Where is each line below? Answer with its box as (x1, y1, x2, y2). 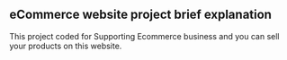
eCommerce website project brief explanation (9, 7, 273, 22)
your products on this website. (9, 40, 122, 51)
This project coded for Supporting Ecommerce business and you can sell (9, 30, 280, 41)
